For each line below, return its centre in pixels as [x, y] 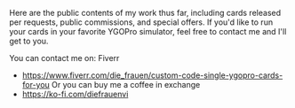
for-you [36, 85]
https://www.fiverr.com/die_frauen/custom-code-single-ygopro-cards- [152, 75]
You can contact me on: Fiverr [64, 58]
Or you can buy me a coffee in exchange [126, 85]
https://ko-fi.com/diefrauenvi [75, 94]
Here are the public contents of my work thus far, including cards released [145, 13]
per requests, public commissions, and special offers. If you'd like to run [141, 22]
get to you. [29, 41]
